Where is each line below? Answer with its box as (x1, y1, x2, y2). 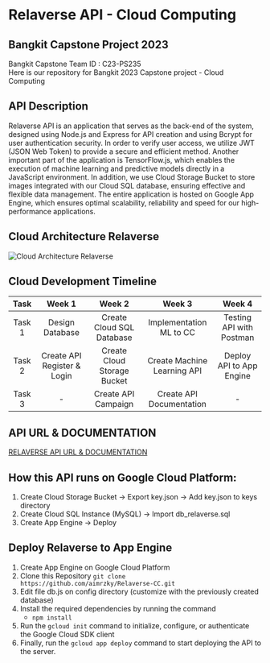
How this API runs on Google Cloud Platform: (8, 470, 237, 484)
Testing (223, 312, 252, 323)
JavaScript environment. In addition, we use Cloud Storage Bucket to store (8, 172, 256, 182)
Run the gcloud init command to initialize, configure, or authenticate (19, 620, 250, 630)
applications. (53, 206, 96, 216)
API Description (8, 99, 88, 114)
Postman (220, 332, 255, 343)
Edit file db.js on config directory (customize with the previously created (19, 586, 260, 596)
